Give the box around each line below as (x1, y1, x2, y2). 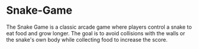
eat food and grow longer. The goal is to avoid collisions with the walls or (6, 29, 185, 36)
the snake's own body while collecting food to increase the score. (6, 36, 168, 43)
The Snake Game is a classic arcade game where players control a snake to (6, 23, 192, 30)
